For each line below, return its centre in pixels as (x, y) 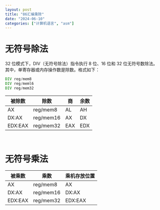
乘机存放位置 (80, 176)
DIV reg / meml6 (20, 84)
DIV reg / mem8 (18, 79)
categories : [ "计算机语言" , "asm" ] (40, 23)
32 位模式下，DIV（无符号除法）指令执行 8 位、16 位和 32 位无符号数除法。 (81, 64)
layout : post (18, 10)
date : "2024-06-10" (25, 19)
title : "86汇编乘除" (25, 14)
